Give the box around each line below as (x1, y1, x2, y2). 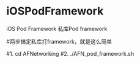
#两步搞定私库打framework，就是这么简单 (6, 38, 112, 45)
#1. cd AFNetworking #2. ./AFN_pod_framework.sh (6, 50, 134, 57)
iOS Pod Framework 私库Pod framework (6, 25, 108, 32)
